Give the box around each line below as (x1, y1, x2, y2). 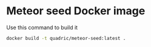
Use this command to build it (6, 24, 78, 31)
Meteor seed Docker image (6, 4, 146, 18)
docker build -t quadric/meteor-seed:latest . (6, 35, 126, 41)
